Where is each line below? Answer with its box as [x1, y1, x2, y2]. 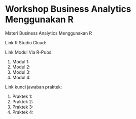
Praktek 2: [12, 98, 34, 104]
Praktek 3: [12, 104, 34, 110]
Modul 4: [12, 74, 31, 80]
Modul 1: [12, 59, 30, 64]
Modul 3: [12, 69, 31, 75]
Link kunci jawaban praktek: [5, 84, 62, 89]
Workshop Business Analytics [5, 3, 132, 15]
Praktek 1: [12, 93, 33, 99]
